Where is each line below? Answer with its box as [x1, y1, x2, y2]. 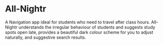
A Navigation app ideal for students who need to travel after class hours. [5, 19, 150, 25]
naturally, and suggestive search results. [5, 34, 87, 40]
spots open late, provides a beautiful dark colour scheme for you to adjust [5, 29, 153, 35]
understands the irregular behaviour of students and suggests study [18, 24, 156, 30]
